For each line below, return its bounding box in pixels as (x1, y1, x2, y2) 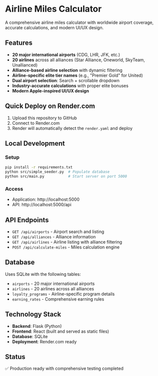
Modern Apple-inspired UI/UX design (12, 88, 89, 93)
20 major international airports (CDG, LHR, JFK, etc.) (12, 52, 121, 57)
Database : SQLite (12, 333, 48, 339)
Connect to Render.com (12, 120, 60, 126)
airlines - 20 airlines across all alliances (12, 286, 94, 291)
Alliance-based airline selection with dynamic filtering (12, 67, 123, 73)
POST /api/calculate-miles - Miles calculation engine (12, 244, 120, 250)
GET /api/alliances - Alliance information (12, 233, 96, 239)
